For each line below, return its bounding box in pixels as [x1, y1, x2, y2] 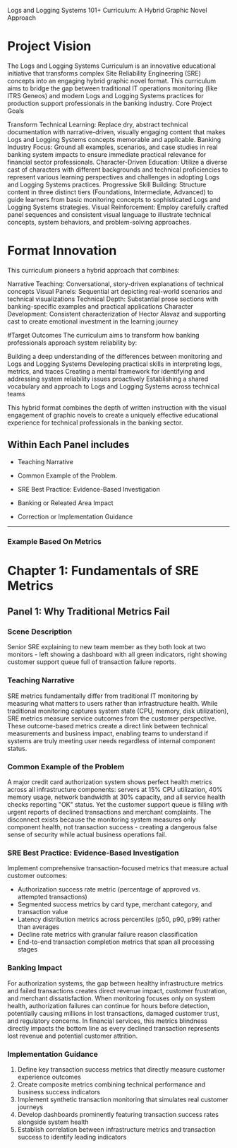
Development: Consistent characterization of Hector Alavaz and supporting [7, 309, 226, 318]
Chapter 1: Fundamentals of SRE [7, 562, 199, 579]
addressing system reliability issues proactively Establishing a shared [7, 374, 209, 383]
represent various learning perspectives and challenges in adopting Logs [7, 172, 220, 181]
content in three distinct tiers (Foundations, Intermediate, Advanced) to [7, 187, 214, 196]
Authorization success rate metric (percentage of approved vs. [17, 885, 201, 894]
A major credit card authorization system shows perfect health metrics [7, 778, 213, 786]
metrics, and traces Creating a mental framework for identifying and [7, 367, 205, 375]
